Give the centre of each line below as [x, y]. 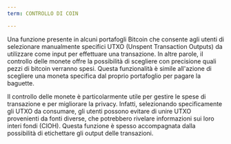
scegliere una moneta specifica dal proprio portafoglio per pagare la [104, 76]
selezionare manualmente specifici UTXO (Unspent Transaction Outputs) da [115, 46]
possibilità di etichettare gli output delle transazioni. [80, 133]
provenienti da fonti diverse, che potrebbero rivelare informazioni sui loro [111, 119]
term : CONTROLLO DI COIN [43, 13]
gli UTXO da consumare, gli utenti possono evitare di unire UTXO [99, 111]
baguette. [21, 83]
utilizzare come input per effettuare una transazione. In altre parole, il [105, 54]
